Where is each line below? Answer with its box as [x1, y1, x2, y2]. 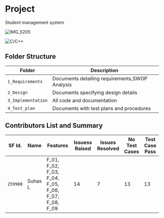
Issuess [73, 139, 92, 145]
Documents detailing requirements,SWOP [52, 75, 148, 82]
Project [5, 3, 35, 15]
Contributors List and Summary [5, 122, 103, 130]
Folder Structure [5, 53, 56, 61]
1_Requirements [7, 79, 43, 84]
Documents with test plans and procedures [52, 105, 151, 111]
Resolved [97, 145, 120, 152]
